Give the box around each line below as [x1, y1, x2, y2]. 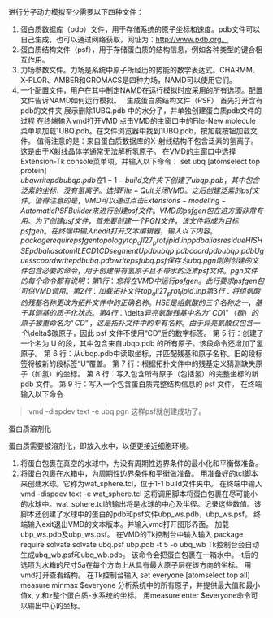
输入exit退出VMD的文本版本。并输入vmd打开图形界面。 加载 [27, 519, 230, 529]
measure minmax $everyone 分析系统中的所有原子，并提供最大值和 [19, 580, 246, 590]
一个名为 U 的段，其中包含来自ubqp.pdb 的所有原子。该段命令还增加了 [19, 338, 257, 348]
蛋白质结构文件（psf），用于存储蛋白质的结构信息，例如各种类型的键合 [19, 45, 256, 54]
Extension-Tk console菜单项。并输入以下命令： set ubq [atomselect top [19, 157, 260, 166]
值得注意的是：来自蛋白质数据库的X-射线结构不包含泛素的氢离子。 [36, 137, 258, 146]
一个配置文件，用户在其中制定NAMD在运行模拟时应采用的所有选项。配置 [19, 85, 263, 95]
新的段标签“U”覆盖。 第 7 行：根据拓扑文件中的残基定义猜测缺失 [41, 359, 256, 368]
